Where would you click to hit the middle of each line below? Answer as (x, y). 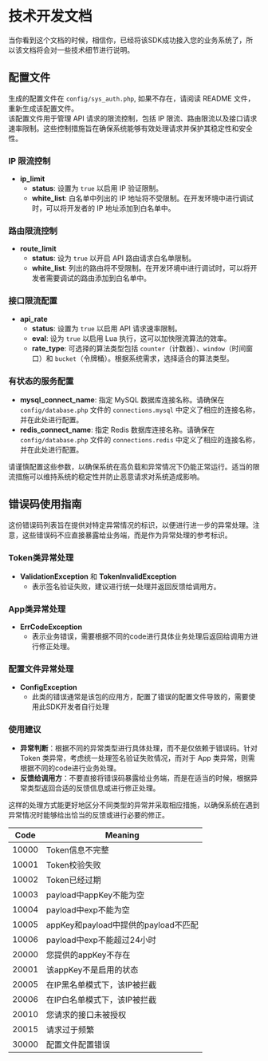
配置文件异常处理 (41, 669)
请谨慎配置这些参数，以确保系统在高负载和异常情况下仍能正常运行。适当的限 (134, 466)
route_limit (38, 249)
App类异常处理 (37, 609)
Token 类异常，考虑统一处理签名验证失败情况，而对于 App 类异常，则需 (137, 758)
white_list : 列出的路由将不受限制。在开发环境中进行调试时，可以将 (141, 268)
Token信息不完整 (77, 849)
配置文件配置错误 (78, 1044)
